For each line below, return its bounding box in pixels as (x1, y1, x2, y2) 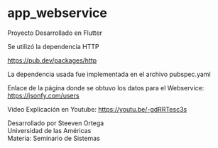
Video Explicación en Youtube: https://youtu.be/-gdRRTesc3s (7, 105, 187, 113)
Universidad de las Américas (7, 126, 92, 134)
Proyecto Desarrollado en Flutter (7, 28, 103, 37)
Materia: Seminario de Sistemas (7, 134, 101, 142)
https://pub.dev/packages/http (7, 55, 97, 65)
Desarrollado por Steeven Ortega (7, 119, 104, 127)
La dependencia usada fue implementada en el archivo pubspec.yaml (7, 70, 211, 78)
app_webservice (7, 5, 108, 21)
